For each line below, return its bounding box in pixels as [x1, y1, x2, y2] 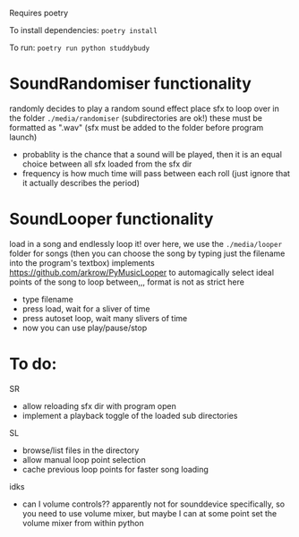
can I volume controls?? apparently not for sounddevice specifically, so [21, 499, 285, 509]
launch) [9, 132, 38, 142]
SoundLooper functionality [9, 209, 214, 229]
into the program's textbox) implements [9, 257, 155, 268]
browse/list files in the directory [21, 445, 140, 456]
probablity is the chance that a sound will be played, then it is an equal [21, 149, 282, 159]
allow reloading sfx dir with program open [21, 400, 177, 411]
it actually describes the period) [21, 177, 141, 188]
